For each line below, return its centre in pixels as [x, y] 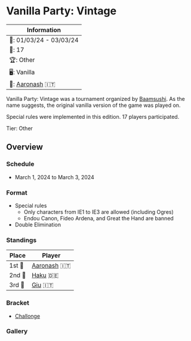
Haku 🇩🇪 [45, 275]
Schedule [20, 164]
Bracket [18, 303]
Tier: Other [19, 128]
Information [44, 30]
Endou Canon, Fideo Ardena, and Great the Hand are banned [99, 218]
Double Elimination [38, 225]
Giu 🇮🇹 [43, 285]
